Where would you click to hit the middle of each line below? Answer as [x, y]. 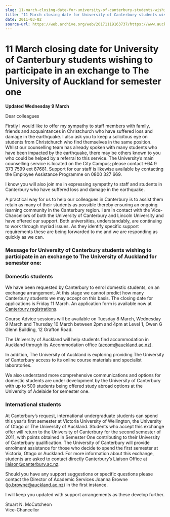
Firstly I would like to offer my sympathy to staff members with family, [78, 126]
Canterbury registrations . [31, 309]
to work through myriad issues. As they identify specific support [72, 227]
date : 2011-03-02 [24, 19]
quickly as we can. [25, 237]
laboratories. [18, 365]
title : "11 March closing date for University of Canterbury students [81, 15]
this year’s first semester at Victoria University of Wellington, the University [83, 421]
